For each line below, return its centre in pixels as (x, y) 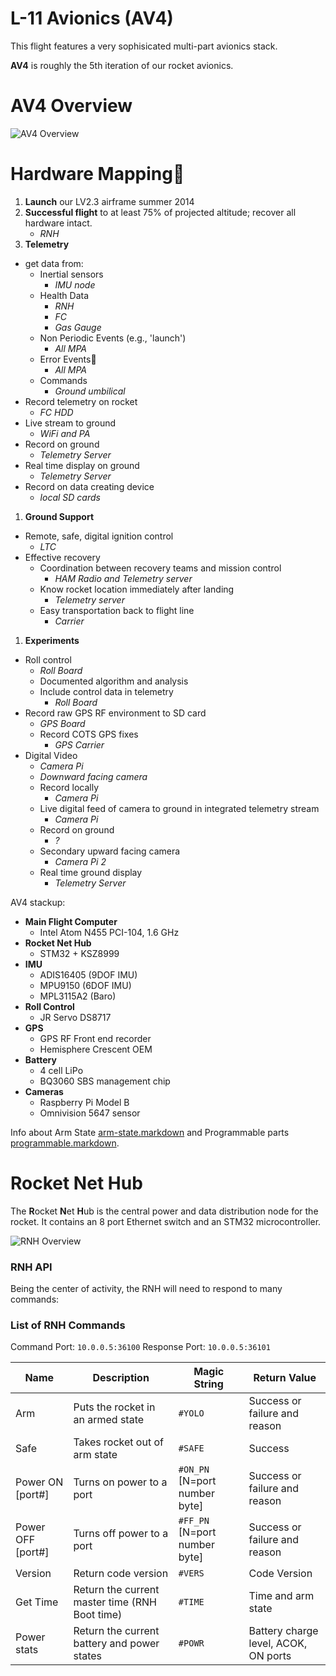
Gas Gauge (78, 327)
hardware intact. (58, 223)
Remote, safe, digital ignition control (99, 536)
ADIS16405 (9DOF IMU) (88, 974)
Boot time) (98, 1615)
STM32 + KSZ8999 (79, 953)
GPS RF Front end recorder (95, 1038)
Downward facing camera (93, 776)
